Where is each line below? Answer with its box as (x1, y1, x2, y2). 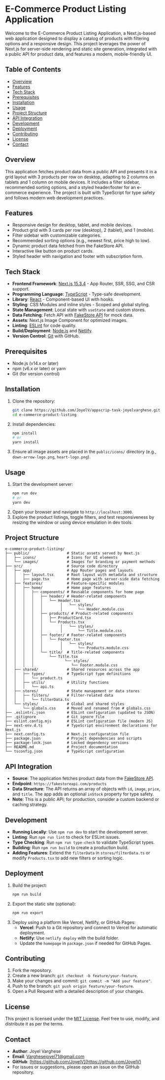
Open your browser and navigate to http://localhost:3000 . (12, 508, 133, 515)
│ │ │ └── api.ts (5, 684, 54, 690)
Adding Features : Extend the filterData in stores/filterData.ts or (12, 850, 150, 856)
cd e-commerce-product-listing (12, 412, 77, 417)
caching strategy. (12, 801, 48, 808)
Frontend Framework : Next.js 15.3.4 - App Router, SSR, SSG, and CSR (12, 281, 155, 286)
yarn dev (12, 500, 31, 505)
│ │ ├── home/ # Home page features (5, 585, 111, 590)
